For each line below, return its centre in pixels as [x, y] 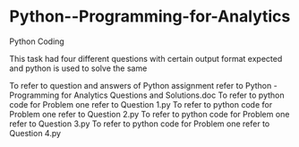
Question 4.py [35, 133]
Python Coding [37, 41]
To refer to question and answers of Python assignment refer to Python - [143, 85]
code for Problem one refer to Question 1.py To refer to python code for [141, 104]
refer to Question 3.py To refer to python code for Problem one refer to [140, 124]
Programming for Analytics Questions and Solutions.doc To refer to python [147, 95]
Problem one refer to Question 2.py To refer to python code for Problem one [149, 114]
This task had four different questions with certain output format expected [146, 58]
